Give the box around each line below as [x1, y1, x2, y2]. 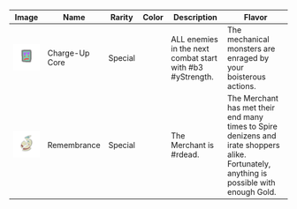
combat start [171, 52, 218, 63]
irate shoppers [226, 140, 280, 150]
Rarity [110, 11, 133, 22]
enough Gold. [226, 187, 277, 197]
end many [226, 112, 263, 122]
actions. [226, 80, 256, 91]
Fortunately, [226, 159, 271, 168]
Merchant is [171, 140, 215, 150]
